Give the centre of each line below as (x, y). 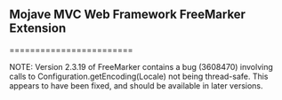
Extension (38, 29)
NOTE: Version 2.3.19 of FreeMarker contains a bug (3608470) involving (141, 66)
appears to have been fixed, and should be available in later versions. (137, 85)
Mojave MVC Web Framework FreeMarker (128, 15)
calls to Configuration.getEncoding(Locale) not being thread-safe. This (139, 76)
